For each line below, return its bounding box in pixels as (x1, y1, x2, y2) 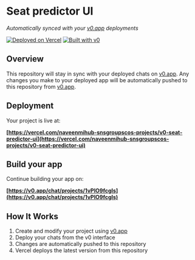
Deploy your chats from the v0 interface (15, 234, 115, 241)
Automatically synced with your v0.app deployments (6, 24, 139, 32)
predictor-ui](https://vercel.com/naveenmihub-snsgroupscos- (6, 135, 169, 142)
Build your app (6, 159, 63, 169)
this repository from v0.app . (6, 83, 76, 90)
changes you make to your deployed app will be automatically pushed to (6, 76, 188, 83)
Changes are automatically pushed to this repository (15, 241, 146, 248)
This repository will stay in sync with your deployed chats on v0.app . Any (6, 70, 190, 77)
